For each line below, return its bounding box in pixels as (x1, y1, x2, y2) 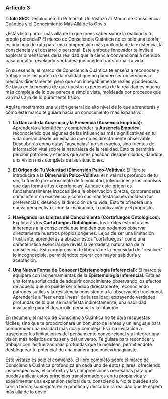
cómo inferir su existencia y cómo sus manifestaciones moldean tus (12, 194, 154, 200)
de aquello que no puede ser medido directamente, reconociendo (12, 283, 149, 290)
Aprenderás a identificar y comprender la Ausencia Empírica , (12, 125, 141, 131)
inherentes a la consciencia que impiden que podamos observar (12, 225, 146, 231)
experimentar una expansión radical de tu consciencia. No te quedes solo (5, 378, 158, 384)
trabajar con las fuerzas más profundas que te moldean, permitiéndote (5, 341, 152, 348)
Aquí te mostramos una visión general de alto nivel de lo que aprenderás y (5, 104, 160, 110)
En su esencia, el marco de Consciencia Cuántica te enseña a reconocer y (5, 67, 160, 73)
